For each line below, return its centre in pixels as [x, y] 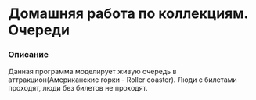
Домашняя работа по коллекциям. [128, 14]
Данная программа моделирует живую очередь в [93, 72]
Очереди [39, 30]
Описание [29, 55]
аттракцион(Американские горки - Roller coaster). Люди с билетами [123, 80]
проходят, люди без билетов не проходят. [78, 88]
